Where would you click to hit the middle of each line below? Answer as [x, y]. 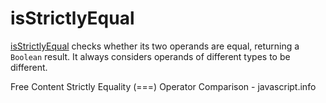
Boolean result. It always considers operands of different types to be [150, 56]
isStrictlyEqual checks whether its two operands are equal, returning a [155, 46]
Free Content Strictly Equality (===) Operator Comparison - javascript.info [163, 86]
